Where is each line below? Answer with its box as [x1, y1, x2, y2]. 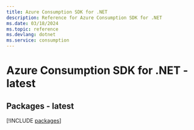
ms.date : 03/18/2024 [6, 20, 59, 26]
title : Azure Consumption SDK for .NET [6, 9, 108, 15]
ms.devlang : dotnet [6, 32, 56, 38]
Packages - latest [6, 101, 74, 111]
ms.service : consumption [6, 37, 70, 43]
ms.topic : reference [6, 26, 59, 32]
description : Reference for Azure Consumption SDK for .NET [6, 15, 163, 21]
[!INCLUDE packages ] [6, 117, 62, 124]
